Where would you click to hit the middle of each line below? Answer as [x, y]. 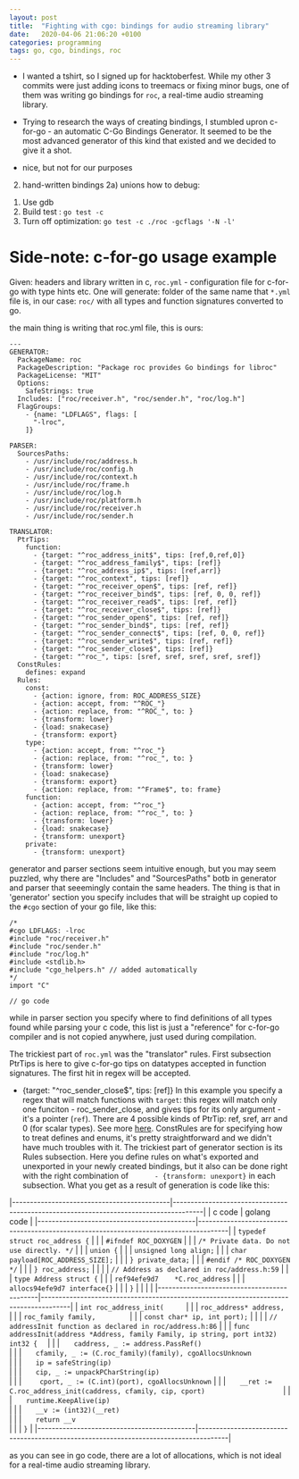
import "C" [29, 986]
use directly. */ [42, 1251]
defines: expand [56, 673]
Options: [33, 384]
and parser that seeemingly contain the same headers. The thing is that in [145, 888]
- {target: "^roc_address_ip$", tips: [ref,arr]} [127, 571]
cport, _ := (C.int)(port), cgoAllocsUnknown [126, 1382]
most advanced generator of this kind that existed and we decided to [149, 141]
